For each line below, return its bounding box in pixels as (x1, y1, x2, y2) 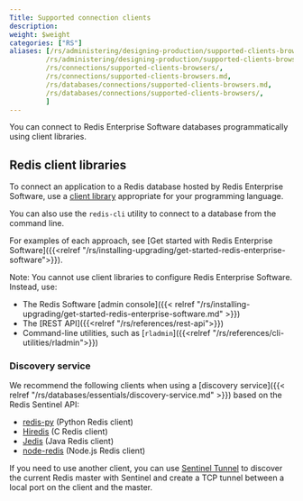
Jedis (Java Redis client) (22, 436, 115, 447)
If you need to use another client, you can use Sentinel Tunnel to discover (9, 463, 283, 474)
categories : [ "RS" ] (9, 38, 83, 48)
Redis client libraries (9, 157, 127, 172)
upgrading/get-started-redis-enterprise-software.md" (22, 308, 224, 320)
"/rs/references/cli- (212, 328, 285, 339)
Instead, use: (9, 281, 58, 293)
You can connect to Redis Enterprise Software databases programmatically (9, 122, 289, 132)
